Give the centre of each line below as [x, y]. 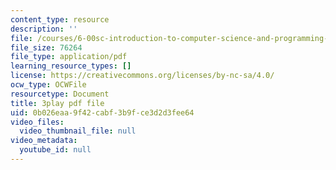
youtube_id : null [55, 150]
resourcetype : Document [60, 94]
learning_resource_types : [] [71, 66]
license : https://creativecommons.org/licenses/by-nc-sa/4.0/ [142, 76]
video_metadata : [44, 141]
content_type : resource [60, 19]
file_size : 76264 [46, 47]
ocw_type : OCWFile [48, 85]
